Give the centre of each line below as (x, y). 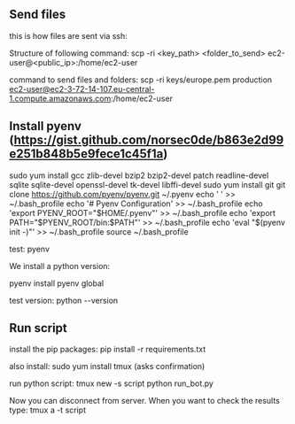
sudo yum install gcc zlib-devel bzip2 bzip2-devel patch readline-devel (139, 175)
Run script (39, 328)
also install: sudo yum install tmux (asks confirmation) (107, 366)
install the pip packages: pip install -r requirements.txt (108, 350)
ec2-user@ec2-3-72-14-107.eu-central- (82, 89)
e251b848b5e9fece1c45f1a (86, 154)
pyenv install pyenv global (57, 283)
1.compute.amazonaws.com (60, 98)
